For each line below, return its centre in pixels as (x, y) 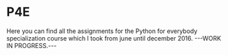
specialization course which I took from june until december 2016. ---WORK (114, 38)
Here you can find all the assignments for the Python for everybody (102, 31)
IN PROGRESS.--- (32, 45)
